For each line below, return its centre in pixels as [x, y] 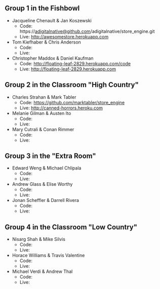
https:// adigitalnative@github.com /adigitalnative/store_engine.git [87, 31]
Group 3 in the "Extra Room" [51, 156]
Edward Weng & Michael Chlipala [47, 168]
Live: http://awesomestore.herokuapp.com [64, 36]
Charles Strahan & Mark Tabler [44, 97]
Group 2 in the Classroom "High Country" [72, 85]
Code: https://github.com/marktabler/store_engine [72, 102]
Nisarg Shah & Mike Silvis [38, 239]
